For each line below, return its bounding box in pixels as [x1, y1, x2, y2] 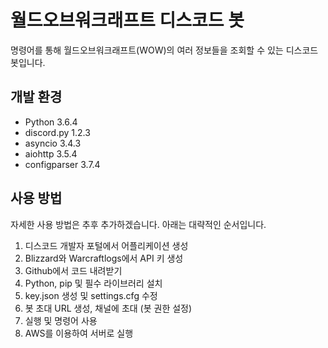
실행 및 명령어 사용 [24, 314, 98, 326]
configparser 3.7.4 [24, 158, 101, 170]
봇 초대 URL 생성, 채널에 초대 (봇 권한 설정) [24, 302, 193, 314]
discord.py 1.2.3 [24, 126, 91, 138]
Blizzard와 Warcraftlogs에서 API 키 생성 [24, 252, 184, 264]
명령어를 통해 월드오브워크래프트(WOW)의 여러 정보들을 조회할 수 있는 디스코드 [10, 44, 319, 56]
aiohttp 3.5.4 [24, 147, 78, 160]
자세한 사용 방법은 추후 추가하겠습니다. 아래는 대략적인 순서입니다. [10, 218, 267, 230]
